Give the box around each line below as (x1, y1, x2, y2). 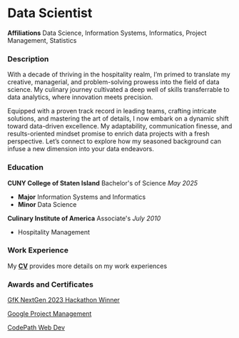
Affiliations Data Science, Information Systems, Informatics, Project (7, 29, 207, 37)
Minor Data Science (17, 200, 77, 208)
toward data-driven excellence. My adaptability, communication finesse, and (7, 122, 233, 130)
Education (7, 163, 44, 173)
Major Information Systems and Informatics (17, 193, 146, 201)
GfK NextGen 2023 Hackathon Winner (7, 296, 120, 304)
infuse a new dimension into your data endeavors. (7, 145, 155, 153)
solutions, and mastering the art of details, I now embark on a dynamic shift (7, 114, 230, 123)
